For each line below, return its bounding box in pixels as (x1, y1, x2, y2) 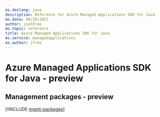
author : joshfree (5, 21, 42, 27)
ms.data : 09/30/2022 (5, 17, 49, 22)
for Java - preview (5, 73, 84, 84)
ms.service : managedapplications (5, 36, 76, 41)
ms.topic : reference (5, 26, 49, 31)
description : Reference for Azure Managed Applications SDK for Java (5, 12, 155, 17)
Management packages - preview (5, 93, 114, 101)
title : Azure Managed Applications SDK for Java (5, 31, 110, 36)
